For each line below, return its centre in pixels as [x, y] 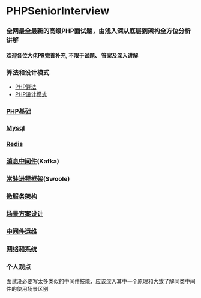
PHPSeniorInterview [58, 11]
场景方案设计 [25, 214]
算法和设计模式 [28, 72]
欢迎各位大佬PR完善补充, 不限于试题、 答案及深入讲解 [72, 55]
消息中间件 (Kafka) [33, 161]
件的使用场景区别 [27, 288]
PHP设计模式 [31, 94]
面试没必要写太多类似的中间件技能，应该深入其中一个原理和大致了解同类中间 [101, 281]
